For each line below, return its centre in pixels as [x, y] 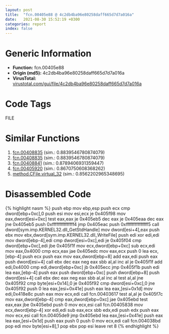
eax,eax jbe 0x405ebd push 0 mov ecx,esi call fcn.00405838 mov [74, 304]
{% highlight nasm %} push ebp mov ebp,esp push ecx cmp [68, 208]
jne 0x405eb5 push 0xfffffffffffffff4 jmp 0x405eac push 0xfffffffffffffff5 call [82, 224]
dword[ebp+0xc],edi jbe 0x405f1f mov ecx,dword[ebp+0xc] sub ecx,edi [80, 246]
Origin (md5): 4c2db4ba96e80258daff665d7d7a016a [68, 73]
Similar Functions [42, 138]
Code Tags [28, 104]
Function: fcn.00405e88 [38, 68]
